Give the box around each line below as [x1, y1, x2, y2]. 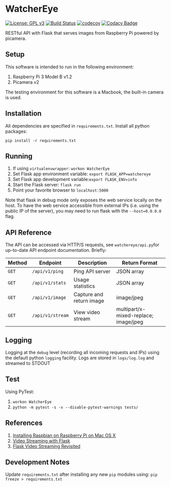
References [5, 419, 43, 427]
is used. [5, 94, 22, 100]
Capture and [73, 291, 103, 298]
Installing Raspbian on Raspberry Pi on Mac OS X [12, 432, 116, 438]
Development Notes [5, 458, 70, 467]
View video [73, 309, 100, 316]
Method [8, 259, 27, 266]
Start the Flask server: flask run [12, 182, 81, 188]
